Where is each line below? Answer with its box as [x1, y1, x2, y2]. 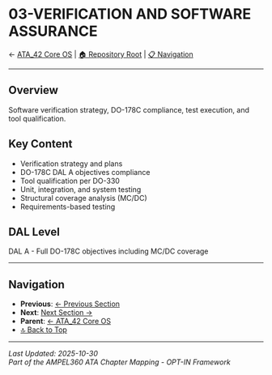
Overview [8, 83, 59, 97]
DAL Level [8, 224, 61, 239]
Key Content [8, 137, 73, 151]
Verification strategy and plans [19, 159, 123, 168]
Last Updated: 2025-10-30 [8, 349, 99, 359]
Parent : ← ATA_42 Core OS [19, 317, 112, 326]
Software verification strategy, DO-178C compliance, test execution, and [8, 104, 249, 114]
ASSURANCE [8, 22, 98, 40]
